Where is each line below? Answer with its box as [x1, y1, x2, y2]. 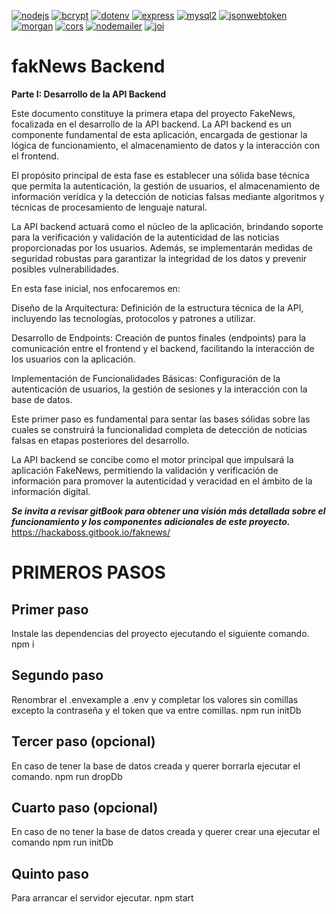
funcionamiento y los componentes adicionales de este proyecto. [11, 515, 291, 527]
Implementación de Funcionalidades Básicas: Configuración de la [11, 372, 281, 384]
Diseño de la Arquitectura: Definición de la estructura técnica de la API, [11, 301, 304, 314]
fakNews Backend [11, 55, 166, 78]
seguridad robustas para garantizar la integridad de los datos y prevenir [11, 252, 308, 264]
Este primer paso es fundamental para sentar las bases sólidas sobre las [11, 413, 311, 425]
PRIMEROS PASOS [11, 561, 166, 584]
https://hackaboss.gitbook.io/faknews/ [11, 526, 171, 538]
